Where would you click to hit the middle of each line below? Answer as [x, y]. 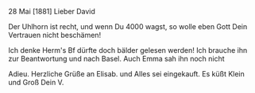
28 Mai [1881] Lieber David [52, 11]
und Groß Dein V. [36, 82]
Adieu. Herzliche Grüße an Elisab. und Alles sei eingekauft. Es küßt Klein [126, 74]
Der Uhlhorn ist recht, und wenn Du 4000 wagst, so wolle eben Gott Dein [128, 26]
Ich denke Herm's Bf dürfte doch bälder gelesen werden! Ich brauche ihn [128, 50]
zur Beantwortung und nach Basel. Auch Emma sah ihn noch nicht [116, 59]
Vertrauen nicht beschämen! [55, 35]
